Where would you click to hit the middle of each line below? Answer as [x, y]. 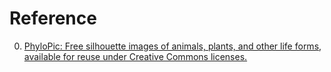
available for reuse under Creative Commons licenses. [135, 56]
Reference [53, 18]
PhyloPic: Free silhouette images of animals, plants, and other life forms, [172, 46]
